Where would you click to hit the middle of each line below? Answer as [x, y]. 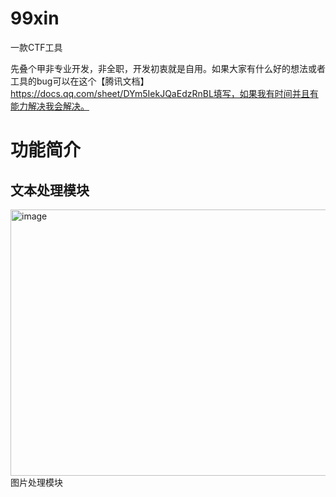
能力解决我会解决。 [50, 106]
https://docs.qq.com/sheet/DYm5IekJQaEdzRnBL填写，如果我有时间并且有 [164, 93]
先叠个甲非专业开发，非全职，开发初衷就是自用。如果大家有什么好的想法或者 [168, 68]
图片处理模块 [36, 482]
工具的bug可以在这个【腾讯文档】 [80, 81]
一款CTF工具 [36, 47]
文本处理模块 [50, 190]
